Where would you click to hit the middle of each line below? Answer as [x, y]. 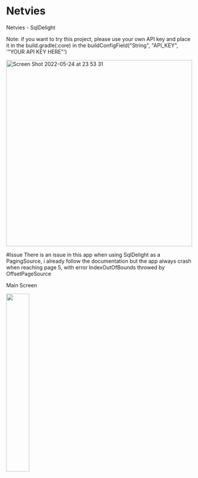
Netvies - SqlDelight [31, 27]
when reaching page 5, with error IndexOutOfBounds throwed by [86, 267]
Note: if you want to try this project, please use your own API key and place [98, 39]
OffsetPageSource [29, 274]
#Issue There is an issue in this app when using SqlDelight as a [83, 254]
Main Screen [22, 285]
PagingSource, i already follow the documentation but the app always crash [99, 261]
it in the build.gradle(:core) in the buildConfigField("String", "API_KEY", [92, 45]
